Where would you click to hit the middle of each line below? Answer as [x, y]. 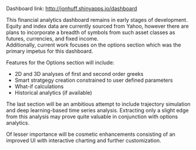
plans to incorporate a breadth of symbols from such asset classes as [91, 32]
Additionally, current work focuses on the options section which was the [94, 45]
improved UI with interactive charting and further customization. [84, 140]
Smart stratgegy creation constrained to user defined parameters [94, 80]
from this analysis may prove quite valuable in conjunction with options [92, 116]
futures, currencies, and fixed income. [52, 39]
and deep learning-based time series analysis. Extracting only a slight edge [97, 110]
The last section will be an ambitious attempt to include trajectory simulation [98, 104]
